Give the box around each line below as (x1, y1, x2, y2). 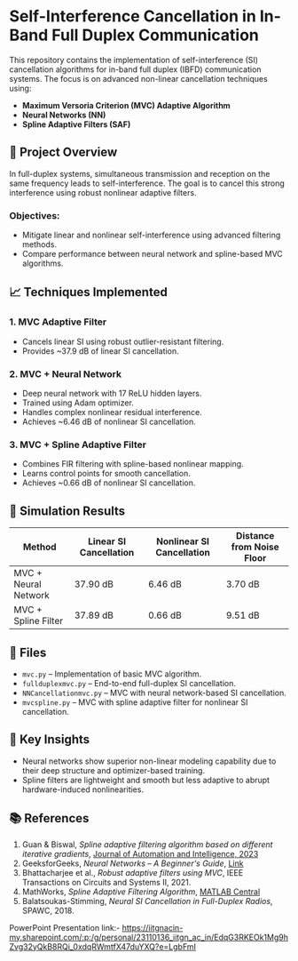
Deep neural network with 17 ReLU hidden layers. (21, 388, 202, 399)
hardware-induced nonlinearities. (21, 784, 145, 795)
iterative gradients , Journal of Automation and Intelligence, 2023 (21, 848, 259, 859)
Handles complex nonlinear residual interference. (21, 407, 202, 418)
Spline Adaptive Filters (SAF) (21, 118, 131, 130)
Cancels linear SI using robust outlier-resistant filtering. (21, 336, 224, 347)
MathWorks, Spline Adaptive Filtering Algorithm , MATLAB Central (21, 886, 261, 897)
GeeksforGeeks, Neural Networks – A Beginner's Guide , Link (21, 858, 244, 869)
